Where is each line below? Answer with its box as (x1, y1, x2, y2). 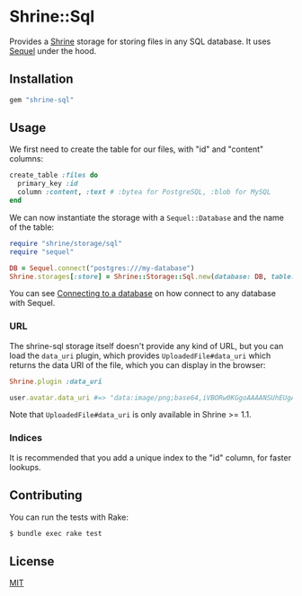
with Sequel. (9, 298, 56, 309)
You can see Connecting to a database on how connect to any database (9, 288, 277, 299)
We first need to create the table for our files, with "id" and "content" (9, 144, 264, 154)
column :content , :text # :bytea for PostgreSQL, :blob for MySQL (17, 188, 271, 197)
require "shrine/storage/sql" (9, 239, 123, 248)
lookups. (9, 461, 42, 472)
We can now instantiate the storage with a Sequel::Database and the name (9, 212, 285, 223)
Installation (9, 72, 74, 87)
